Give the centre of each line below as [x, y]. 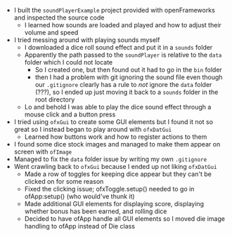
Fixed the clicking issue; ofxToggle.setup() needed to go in [109, 189]
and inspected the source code [59, 18]
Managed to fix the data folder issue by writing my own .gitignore [110, 159]
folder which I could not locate [69, 62]
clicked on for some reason [64, 181]
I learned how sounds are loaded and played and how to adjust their [123, 25]
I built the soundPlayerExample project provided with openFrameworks [115, 10]
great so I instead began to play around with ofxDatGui [93, 129]
